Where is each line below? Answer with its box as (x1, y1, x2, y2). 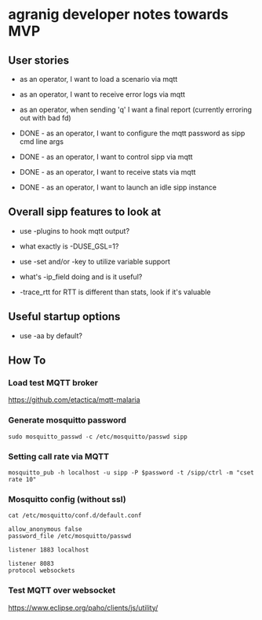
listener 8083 (8, 560, 55, 568)
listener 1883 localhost (8, 546, 89, 554)
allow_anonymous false (8, 526, 82, 533)
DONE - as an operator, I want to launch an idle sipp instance (19, 183, 217, 192)
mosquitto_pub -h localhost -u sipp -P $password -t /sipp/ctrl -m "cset (8, 468, 255, 477)
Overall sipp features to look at (8, 205, 162, 219)
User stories (8, 54, 69, 67)
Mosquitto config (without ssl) (8, 493, 127, 504)
